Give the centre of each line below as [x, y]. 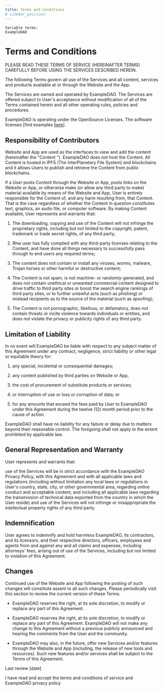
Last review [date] [23, 668]
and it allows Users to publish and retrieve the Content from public [72, 168]
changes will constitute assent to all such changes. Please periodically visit [81, 588]
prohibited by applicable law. [34, 435]
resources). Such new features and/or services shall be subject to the [82, 653]
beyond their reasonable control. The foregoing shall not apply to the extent [81, 429]
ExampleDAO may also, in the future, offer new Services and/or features [85, 643]
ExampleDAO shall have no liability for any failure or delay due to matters [78, 424]
